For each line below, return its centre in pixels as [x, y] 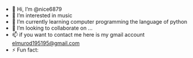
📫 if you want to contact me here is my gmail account [78, 35]
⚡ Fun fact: [25, 50]
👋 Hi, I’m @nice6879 [37, 9]
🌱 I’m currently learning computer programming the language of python [99, 22]
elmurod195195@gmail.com [46, 43]
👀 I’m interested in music [42, 15]
